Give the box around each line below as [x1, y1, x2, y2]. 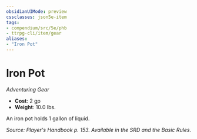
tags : [6, 19, 19, 25]
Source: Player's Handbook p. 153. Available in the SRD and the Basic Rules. [6, 126, 192, 133]
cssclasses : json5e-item [6, 14, 67, 20]
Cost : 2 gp [14, 97, 41, 104]
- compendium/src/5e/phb [6, 25, 67, 31]
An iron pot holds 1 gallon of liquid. [6, 115, 90, 122]
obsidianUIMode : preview [6, 8, 67, 15]
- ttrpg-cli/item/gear [6, 30, 62, 36]
